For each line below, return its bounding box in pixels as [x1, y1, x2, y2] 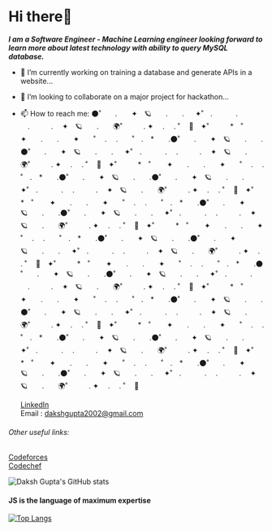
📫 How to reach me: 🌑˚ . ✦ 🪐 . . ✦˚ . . [19, 108, 238, 118]
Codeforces [8, 452, 49, 463]
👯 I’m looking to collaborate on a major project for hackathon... [19, 91, 230, 101]
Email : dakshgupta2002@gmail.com [19, 408, 144, 418]
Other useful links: [8, 427, 70, 437]
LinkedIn [19, 399, 50, 410]
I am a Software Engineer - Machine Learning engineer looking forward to [8, 34, 263, 44]
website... [19, 76, 54, 86]
